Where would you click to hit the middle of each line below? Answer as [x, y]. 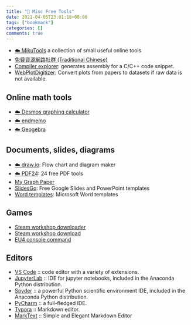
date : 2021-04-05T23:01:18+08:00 [47, 17]
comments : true [25, 33]
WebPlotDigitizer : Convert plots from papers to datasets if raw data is [98, 73]
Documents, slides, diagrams [61, 150]
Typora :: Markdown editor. [47, 310]
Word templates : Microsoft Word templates [66, 194]
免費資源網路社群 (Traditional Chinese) [61, 60]
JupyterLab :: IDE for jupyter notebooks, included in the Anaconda [94, 278]
